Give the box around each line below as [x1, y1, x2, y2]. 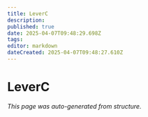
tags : [7, 36, 23, 43]
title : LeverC [7, 10, 49, 17]
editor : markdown [7, 42, 58, 49]
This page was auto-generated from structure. [7, 102, 142, 110]
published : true [7, 23, 54, 30]
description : [7, 17, 45, 24]
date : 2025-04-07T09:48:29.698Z [7, 29, 101, 37]
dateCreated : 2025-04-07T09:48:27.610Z [7, 49, 124, 56]
